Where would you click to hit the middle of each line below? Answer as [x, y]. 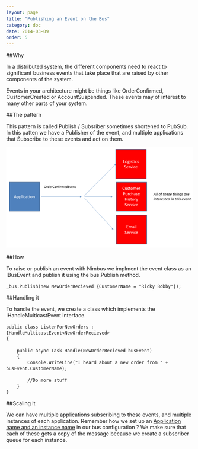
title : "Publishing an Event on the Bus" [58, 19]
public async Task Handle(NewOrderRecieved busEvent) [84, 351]
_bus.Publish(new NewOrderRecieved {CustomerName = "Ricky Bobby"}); [94, 287]
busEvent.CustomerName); [37, 369]
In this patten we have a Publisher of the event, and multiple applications [95, 133]
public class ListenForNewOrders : [50, 327]
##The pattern [24, 115]
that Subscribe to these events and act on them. [65, 139]
